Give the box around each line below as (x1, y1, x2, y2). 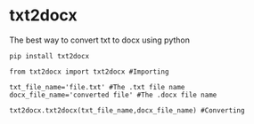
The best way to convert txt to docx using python (9, 35, 190, 45)
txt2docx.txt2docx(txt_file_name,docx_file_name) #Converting (9, 105, 245, 115)
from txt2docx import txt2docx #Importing (9, 67, 169, 76)
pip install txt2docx (9, 51, 90, 60)
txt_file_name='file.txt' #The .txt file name (9, 82, 185, 91)
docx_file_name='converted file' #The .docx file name (9, 90, 217, 99)
